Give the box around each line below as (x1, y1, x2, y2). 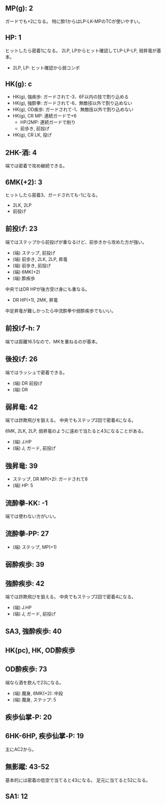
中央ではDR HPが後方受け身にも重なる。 (5, 286, 90, 292)
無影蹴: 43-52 (5, 763, 50, 771)
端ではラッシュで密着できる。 (5, 369, 67, 376)
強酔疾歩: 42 (5, 579, 45, 588)
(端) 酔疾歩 (12, 275, 35, 281)
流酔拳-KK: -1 (5, 499, 48, 507)
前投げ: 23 (5, 224, 38, 233)
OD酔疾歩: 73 (5, 665, 47, 674)
